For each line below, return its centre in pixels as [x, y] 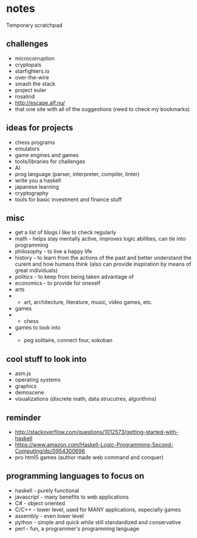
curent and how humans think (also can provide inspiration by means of [103, 264]
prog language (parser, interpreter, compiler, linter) [77, 174]
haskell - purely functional [47, 490]
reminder [24, 418]
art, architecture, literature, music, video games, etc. [88, 302]
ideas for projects [40, 128]
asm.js [23, 373]
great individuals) [36, 270]
